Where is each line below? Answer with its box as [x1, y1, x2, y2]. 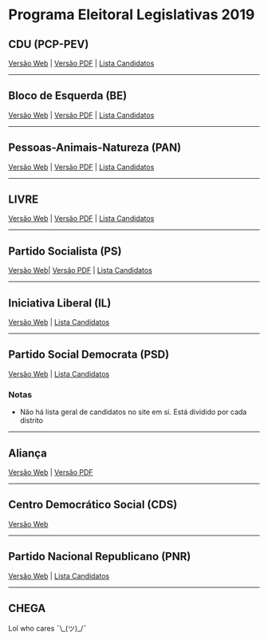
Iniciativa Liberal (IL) [8, 296, 112, 310]
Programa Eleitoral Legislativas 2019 [8, 6, 255, 24]
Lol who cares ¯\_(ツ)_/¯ [8, 624, 87, 634]
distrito [19, 416, 44, 425]
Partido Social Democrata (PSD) [8, 348, 170, 361]
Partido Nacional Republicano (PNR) [8, 550, 191, 563]
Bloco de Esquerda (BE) [8, 89, 128, 103]
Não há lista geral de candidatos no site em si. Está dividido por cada [19, 407, 247, 417]
